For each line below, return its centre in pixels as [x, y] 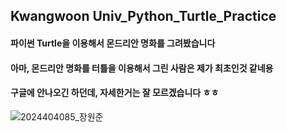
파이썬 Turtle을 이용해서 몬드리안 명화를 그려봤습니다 [113, 43]
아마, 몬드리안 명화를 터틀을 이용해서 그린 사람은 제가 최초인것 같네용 [142, 68]
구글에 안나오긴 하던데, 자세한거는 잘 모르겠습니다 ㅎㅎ [115, 93]
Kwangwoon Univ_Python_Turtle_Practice [143, 16]
